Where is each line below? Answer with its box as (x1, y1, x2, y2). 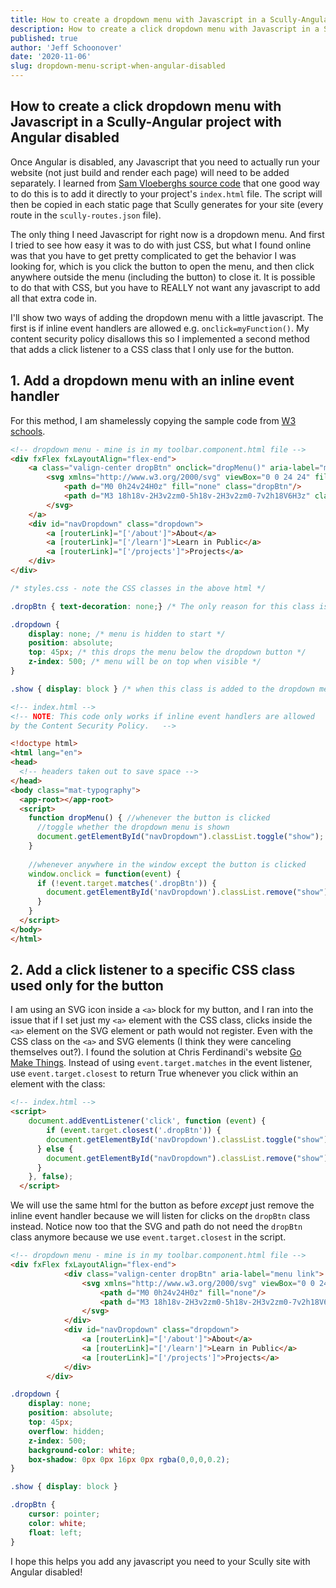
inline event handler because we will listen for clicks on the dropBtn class (10, 1210, 311, 1222)
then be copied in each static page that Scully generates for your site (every (10, 198, 324, 210)
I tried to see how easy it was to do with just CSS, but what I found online (10, 239, 312, 251)
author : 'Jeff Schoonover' (10, 42, 123, 53)
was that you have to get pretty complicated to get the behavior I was (10, 249, 297, 261)
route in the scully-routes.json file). (10, 209, 162, 221)
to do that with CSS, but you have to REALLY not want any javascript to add (10, 281, 321, 293)
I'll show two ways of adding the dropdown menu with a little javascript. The (10, 311, 324, 323)
